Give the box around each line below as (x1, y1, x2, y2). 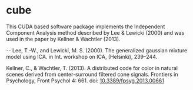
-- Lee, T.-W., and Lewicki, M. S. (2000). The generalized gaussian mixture (6, 46, 188, 54)
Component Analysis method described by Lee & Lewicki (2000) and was (6, 29, 185, 36)
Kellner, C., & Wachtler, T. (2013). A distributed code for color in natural (6, 64, 178, 71)
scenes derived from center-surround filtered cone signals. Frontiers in (6, 71, 178, 78)
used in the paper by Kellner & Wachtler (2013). (6, 35, 121, 42)
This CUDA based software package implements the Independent (6, 23, 165, 30)
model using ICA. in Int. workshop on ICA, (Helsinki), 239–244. (6, 53, 158, 60)
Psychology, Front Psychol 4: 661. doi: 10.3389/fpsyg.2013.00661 (6, 77, 165, 84)
